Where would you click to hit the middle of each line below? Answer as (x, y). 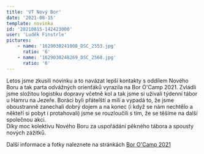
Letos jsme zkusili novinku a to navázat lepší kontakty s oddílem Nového (97, 81)
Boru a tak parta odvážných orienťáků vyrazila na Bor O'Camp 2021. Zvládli (101, 87)
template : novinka (30, 23)
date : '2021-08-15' (31, 18)
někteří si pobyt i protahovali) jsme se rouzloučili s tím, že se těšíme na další (102, 113)
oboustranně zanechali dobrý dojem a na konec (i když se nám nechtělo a (100, 106)
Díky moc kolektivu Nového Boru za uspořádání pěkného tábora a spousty (100, 126)
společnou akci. (26, 119)
